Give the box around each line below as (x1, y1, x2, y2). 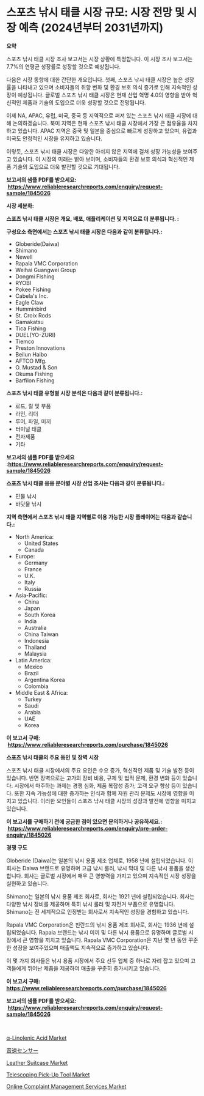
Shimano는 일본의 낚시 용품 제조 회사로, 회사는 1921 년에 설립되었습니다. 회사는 (6, 892, 195, 900)
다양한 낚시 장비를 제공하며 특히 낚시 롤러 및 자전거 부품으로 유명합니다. (6, 900, 175, 908)
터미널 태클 (15, 425, 42, 432)
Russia (24, 585, 41, 592)
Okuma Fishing (15, 370, 54, 377)
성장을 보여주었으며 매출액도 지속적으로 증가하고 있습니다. (12, 944, 150, 951)
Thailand (24, 643, 47, 651)
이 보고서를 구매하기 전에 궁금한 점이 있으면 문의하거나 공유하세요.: (6, 818, 163, 825)
